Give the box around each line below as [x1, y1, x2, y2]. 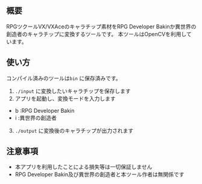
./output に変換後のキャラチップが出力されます [14, 127, 134, 134]
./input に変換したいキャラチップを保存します [14, 87, 131, 95]
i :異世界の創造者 [14, 114, 57, 121]
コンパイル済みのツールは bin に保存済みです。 [6, 74, 122, 81]
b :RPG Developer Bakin [14, 107, 75, 114]
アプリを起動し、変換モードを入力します [14, 95, 116, 102]
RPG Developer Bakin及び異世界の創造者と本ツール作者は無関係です [14, 171, 185, 178]
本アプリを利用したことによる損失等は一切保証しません [14, 163, 153, 171]
